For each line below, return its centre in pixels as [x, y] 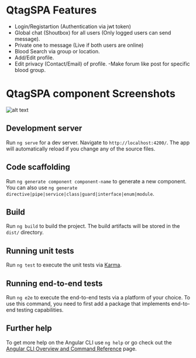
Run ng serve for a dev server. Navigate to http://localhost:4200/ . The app [98, 142]
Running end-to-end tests [54, 283]
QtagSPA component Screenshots [91, 94]
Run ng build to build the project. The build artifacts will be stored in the [93, 226]
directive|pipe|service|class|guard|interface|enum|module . [80, 193]
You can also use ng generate [42, 187]
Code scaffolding [38, 167]
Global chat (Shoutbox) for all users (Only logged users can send [93, 32]
